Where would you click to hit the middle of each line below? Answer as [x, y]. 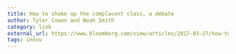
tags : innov [25, 40]
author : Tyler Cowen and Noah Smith [61, 20]
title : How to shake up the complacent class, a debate [91, 14]
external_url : [28, 33]
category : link [29, 27]
